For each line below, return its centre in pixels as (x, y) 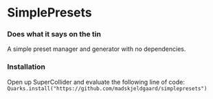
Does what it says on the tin (54, 34)
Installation (26, 67)
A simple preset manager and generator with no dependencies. (97, 49)
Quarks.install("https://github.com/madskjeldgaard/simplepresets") (107, 88)
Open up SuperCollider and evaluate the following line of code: (96, 82)
